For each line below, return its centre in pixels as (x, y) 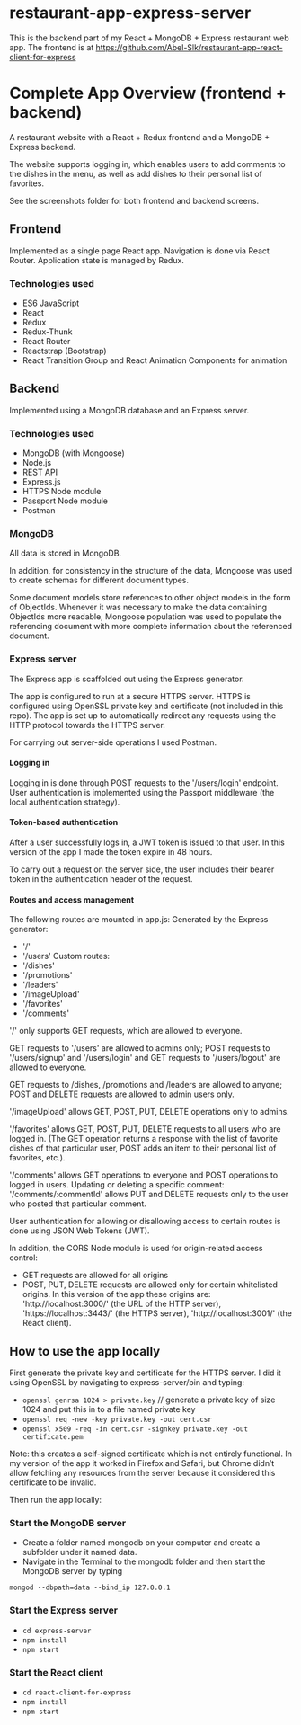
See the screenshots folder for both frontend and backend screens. (134, 200)
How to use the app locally (85, 1351)
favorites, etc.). (37, 1158)
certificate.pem (53, 1437)
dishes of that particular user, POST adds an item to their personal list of (143, 1148)
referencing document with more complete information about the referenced (150, 627)
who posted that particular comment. (78, 1204)
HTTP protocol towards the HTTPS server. (88, 725)
